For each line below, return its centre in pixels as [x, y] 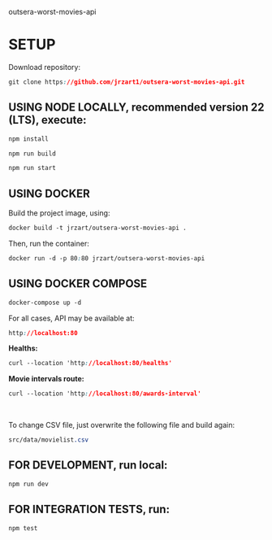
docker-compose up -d [45, 303]
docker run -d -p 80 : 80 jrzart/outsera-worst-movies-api [107, 258]
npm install [28, 139]
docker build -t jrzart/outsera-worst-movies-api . [97, 228]
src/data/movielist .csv [49, 440]
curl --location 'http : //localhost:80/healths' [91, 364]
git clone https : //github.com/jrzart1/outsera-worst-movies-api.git [127, 82]
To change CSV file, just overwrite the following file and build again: [122, 425]
